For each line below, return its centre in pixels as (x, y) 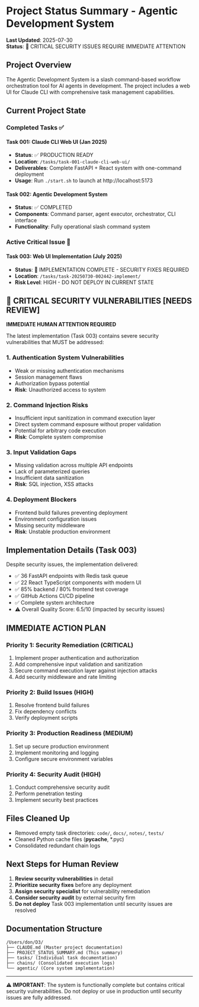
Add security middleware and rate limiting (65, 677)
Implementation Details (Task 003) (72, 550)
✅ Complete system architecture (54, 603)
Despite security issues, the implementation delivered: (73, 564)
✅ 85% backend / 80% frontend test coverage (71, 589)
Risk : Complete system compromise (59, 437)
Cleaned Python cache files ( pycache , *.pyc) (69, 839)
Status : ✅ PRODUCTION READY (54, 155)
